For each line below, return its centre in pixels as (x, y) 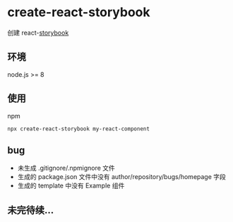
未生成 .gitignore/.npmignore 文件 (66, 168)
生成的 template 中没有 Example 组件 (71, 186)
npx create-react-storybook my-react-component (79, 129)
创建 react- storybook (38, 32)
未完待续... (31, 210)
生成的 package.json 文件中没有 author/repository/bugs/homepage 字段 (121, 177)
